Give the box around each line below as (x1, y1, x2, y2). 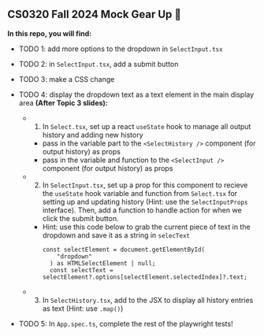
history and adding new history (42, 130, 143, 139)
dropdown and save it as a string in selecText (42, 230, 191, 240)
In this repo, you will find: (7, 28, 92, 38)
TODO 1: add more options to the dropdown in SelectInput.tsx (18, 44, 223, 54)
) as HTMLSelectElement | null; (49, 259, 156, 268)
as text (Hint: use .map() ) (42, 304, 124, 313)
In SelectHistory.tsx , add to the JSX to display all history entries (42, 295, 254, 305)
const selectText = (49, 266, 113, 274)
